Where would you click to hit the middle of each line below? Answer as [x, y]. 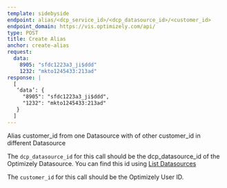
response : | [24, 77]
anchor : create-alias [38, 45]
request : [20, 52]
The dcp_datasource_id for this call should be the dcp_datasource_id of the [113, 156]
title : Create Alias [37, 39]
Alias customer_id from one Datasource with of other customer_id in [104, 136]
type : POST [23, 33]
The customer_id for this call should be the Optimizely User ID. [96, 177]
